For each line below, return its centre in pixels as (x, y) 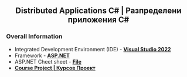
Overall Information (34, 37)
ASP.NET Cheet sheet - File (48, 61)
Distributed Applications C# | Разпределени (98, 11)
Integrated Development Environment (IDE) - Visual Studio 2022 (93, 49)
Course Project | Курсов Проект (55, 68)
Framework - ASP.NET (42, 55)
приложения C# (98, 20)
